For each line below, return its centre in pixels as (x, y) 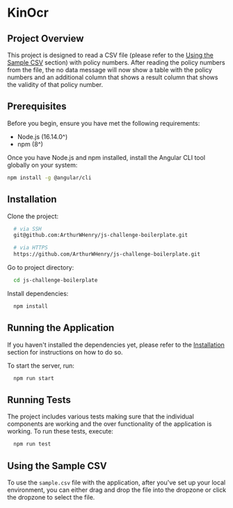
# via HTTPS (31, 248)
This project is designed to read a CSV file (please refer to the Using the (110, 55)
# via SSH (27, 229)
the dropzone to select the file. (51, 497)
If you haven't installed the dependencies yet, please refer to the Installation (116, 345)
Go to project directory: (41, 268)
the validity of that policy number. (55, 84)
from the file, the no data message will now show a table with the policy (110, 70)
